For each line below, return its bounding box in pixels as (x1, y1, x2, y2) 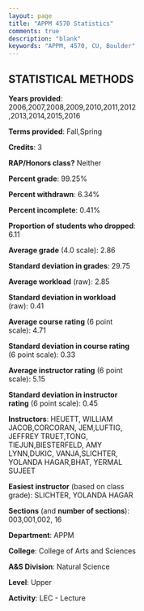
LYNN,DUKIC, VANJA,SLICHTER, (8, 448, 119, 458)
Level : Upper (8, 577, 53, 587)
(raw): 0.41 (8, 301, 44, 311)
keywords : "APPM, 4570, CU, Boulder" (8, 42, 136, 50)
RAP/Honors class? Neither (8, 157, 102, 167)
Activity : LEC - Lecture (8, 593, 87, 603)
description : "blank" (8, 34, 82, 43)
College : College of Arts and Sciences (8, 545, 136, 556)
